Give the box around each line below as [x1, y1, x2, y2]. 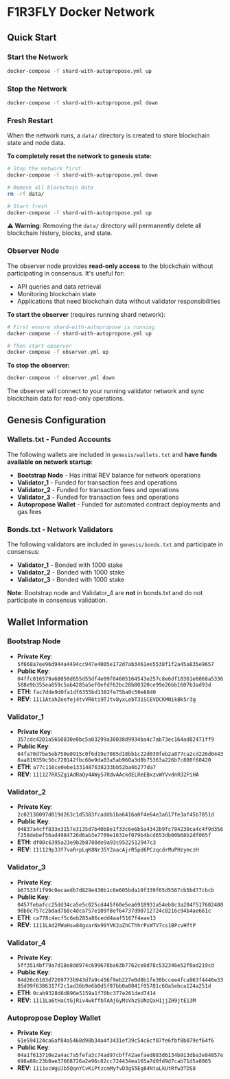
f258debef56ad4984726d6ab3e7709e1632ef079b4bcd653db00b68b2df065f [16, 832, 211, 839]
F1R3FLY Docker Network [7, 4, 155, 20]
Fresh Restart [7, 115, 54, 125]
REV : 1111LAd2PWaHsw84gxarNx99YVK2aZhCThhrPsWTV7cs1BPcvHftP [16, 920, 196, 928]
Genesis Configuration [7, 414, 106, 426]
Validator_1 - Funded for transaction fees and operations [16, 478, 177, 487]
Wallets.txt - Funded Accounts [7, 434, 111, 444]
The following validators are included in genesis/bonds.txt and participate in [7, 540, 224, 548]
